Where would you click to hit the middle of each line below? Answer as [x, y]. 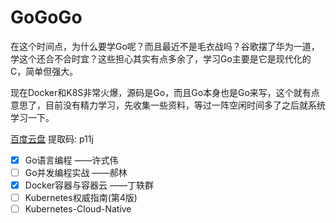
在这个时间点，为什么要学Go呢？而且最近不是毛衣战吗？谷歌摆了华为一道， [165, 46]
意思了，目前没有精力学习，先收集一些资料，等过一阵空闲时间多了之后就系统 [168, 105]
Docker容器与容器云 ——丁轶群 [89, 185]
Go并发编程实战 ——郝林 [76, 172]
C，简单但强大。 [44, 71]
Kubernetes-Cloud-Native [78, 209]
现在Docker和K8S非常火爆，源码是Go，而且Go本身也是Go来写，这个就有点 [165, 92]
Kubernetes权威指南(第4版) [81, 198]
